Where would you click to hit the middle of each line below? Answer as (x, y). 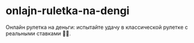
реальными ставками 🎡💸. (38, 33)
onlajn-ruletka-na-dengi (68, 11)
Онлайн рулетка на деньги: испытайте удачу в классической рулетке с (97, 27)
